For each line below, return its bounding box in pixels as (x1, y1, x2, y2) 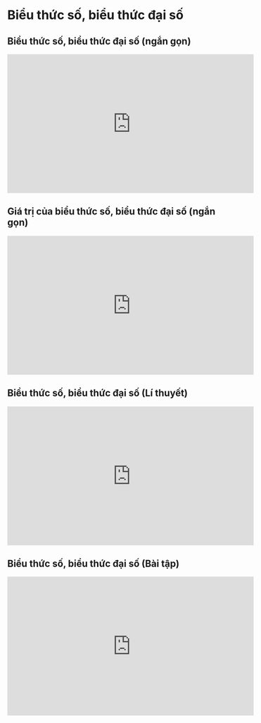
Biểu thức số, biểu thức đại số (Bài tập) (7, 558, 179, 570)
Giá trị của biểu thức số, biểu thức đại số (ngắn (7, 205, 216, 218)
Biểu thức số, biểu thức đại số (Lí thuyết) (7, 387, 189, 399)
